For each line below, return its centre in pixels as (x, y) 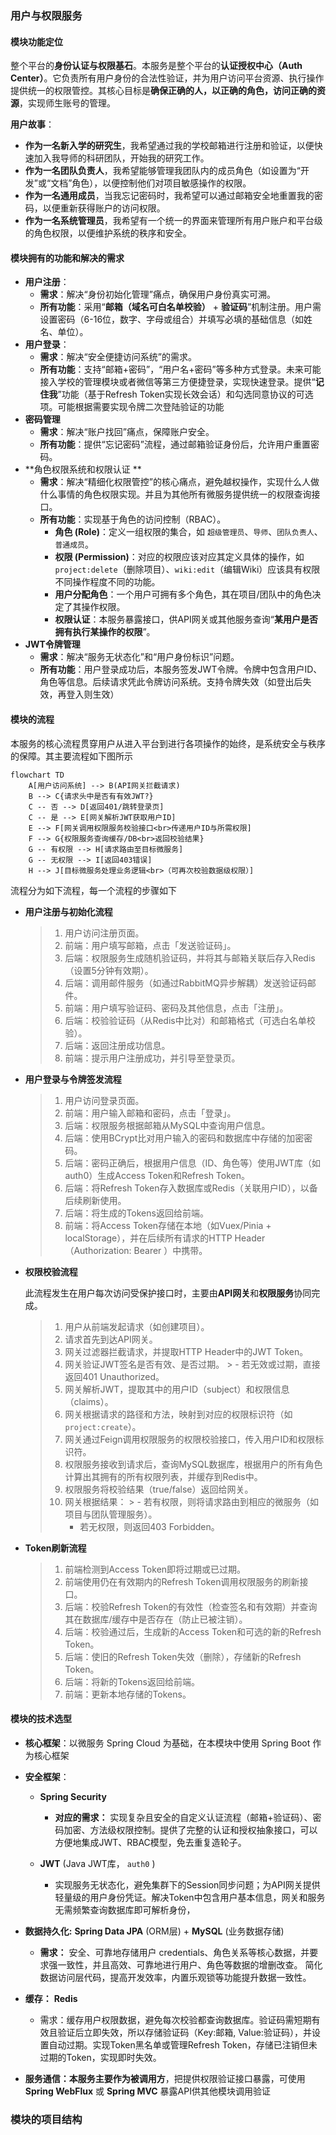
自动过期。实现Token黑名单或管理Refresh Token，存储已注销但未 (183, 2044)
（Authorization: (98, 1250)
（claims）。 (89, 1401)
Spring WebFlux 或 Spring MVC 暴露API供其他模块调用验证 (147, 2091)
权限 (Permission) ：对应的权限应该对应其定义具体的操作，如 (179, 557)
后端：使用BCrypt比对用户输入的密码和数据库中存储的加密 (184, 1138)
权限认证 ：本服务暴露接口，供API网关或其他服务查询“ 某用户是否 (186, 619)
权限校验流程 (51, 1271)
